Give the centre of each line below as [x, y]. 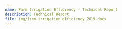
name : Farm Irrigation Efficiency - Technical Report [61, 10]
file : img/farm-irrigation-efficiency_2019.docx [56, 19]
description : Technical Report [37, 14]
